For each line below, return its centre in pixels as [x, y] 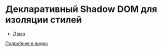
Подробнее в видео [27, 43]
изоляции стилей [44, 20]
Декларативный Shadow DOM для [81, 9]
